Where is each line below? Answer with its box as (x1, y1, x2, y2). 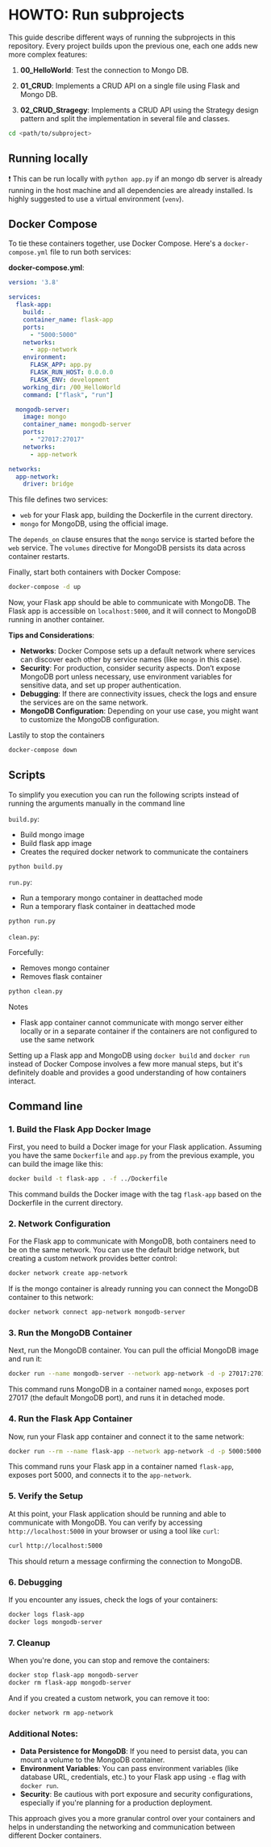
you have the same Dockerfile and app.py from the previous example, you (8, 1151, 255, 1160)
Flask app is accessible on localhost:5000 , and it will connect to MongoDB (8, 606, 256, 616)
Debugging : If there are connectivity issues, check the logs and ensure (19, 689, 257, 699)
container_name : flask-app (23, 315, 114, 324)
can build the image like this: (8, 1159, 103, 1169)
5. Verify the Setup (8, 1491, 83, 1502)
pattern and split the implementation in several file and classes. (19, 113, 231, 123)
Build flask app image (19, 838, 93, 848)
